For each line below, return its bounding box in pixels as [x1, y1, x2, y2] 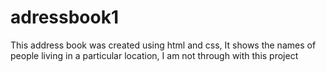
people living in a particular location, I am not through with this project [10, 49, 299, 61]
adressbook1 [10, 6, 119, 29]
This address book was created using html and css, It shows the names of [10, 39, 317, 51]
